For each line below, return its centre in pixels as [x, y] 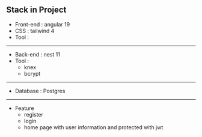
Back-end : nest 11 [37, 54]
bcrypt [32, 73]
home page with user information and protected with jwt [93, 127]
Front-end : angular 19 [42, 24]
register [34, 114]
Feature [24, 108]
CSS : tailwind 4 [35, 31]
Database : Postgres [40, 91]
